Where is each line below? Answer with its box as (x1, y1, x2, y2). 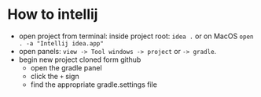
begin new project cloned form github (18, 55, 142, 64)
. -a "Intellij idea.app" (18, 39, 104, 48)
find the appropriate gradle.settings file (30, 80, 158, 89)
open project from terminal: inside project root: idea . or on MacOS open (18, 31, 254, 41)
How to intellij (7, 5, 98, 23)
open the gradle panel (30, 63, 103, 72)
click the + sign (30, 71, 79, 81)
